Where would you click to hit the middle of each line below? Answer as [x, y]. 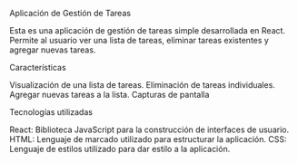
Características [38, 67]
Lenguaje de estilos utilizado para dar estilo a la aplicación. [120, 149]
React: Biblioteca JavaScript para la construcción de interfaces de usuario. [149, 129]
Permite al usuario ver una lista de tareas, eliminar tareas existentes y [139, 40]
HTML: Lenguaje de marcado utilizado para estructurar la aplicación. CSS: [148, 139]
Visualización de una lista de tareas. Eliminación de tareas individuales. [142, 85]
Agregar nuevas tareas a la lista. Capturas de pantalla [109, 95]
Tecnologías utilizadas [51, 112]
